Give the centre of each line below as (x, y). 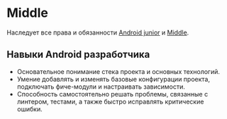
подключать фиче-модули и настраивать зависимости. (101, 87)
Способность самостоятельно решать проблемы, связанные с (112, 94)
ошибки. (30, 109)
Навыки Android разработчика (78, 55)
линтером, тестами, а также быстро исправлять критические (110, 101)
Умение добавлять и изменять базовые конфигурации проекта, (113, 79)
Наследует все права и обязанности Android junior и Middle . (98, 32)
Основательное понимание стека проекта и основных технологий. (118, 71)
